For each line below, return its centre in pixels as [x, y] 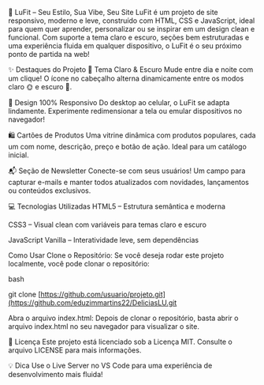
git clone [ [24, 294]
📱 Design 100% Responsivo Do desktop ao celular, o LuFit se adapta [119, 102]
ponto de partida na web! [49, 54]
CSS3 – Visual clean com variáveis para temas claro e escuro [108, 225]
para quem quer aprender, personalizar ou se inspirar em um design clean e [132, 29]
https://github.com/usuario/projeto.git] [103, 294]
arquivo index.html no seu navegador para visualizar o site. [104, 326]
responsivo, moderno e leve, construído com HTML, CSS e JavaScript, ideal [132, 21]
